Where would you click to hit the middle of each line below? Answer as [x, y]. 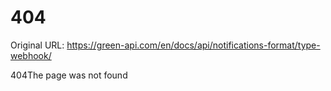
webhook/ [31, 55]
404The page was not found [69, 75]
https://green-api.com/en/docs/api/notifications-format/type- [193, 45]
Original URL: [37, 45]
